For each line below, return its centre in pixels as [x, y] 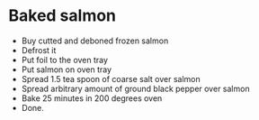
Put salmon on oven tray [67, 69]
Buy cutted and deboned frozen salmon [95, 41]
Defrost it [39, 50]
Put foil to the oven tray [65, 60]
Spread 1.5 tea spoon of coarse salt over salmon [111, 78]
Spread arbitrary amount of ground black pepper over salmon [135, 88]
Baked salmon [63, 16]
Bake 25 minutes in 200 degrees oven [92, 98]
